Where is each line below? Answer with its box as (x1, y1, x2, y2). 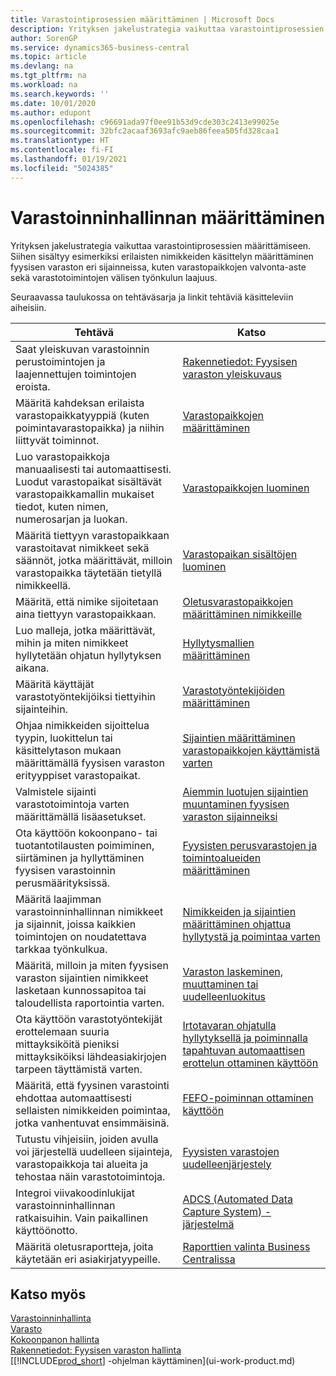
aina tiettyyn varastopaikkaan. (15, 607, 157, 621)
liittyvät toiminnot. (15, 433, 100, 447)
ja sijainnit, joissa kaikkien (15, 917, 137, 931)
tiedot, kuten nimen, (15, 499, 109, 513)
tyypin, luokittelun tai (15, 731, 113, 745)
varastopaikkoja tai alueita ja (15, 1157, 149, 1171)
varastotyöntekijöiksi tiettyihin (15, 689, 156, 703)
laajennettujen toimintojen (15, 367, 137, 381)
